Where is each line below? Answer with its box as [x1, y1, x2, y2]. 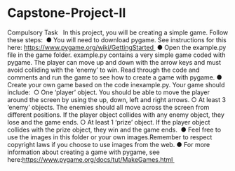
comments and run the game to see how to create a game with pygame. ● [7, 72, 222, 82]
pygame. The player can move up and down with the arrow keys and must [7, 58, 221, 66]
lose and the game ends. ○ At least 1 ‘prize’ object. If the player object [7, 118, 210, 126]
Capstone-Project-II [7, 5, 126, 21]
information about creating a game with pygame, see [7, 148, 160, 156]
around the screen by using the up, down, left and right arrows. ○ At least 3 [7, 95, 227, 103]
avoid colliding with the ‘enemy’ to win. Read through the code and [7, 65, 200, 74]
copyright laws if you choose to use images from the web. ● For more [7, 140, 210, 148]
